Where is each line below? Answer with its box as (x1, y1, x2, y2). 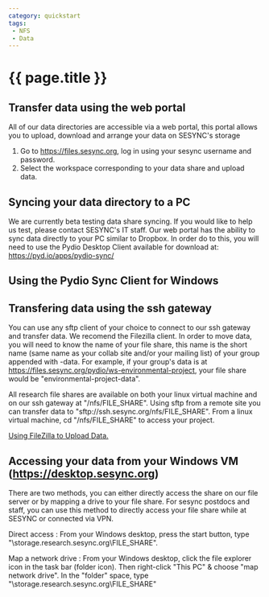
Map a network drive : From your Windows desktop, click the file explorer (8, 554, 252, 563)
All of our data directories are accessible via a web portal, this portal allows (8, 122, 258, 132)
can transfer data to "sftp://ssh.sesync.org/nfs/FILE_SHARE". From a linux (8, 407, 253, 417)
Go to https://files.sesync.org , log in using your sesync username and (19, 146, 252, 156)
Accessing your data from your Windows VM (8, 454, 239, 467)
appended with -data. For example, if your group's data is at (8, 357, 208, 367)
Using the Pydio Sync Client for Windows (8, 274, 219, 288)
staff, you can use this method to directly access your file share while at (8, 505, 247, 515)
